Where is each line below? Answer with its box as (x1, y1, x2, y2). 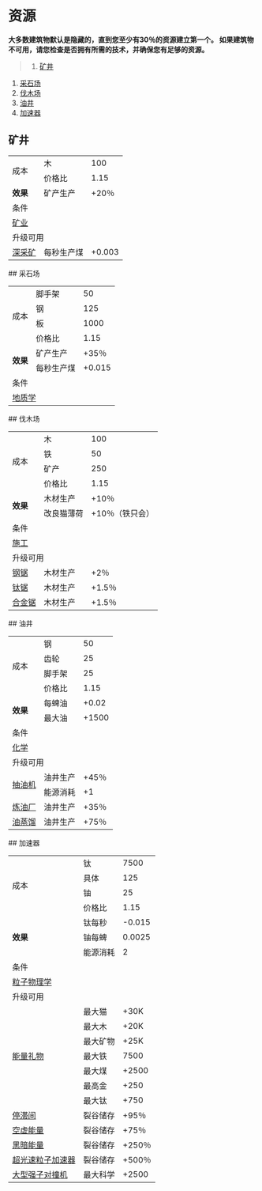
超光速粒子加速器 (12, 1154, 77, 1165)
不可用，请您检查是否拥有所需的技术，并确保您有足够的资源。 (8, 44, 209, 54)
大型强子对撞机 (12, 1169, 69, 1180)
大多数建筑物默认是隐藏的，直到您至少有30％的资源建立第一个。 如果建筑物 (8, 35, 254, 44)
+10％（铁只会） (91, 508, 155, 519)
